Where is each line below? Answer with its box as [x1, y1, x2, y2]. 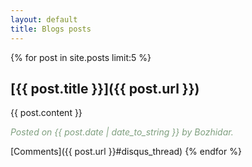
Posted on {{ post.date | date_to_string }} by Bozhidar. [10, 126, 234, 138]
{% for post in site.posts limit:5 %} [10, 51, 152, 63]
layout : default [10, 14, 78, 25]
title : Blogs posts [10, 24, 92, 34]
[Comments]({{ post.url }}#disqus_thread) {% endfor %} [10, 146, 242, 158]
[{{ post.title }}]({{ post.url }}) [10, 80, 200, 97]
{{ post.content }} [10, 107, 83, 119]
